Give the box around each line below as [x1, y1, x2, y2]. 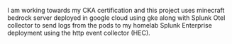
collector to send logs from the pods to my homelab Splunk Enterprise [7, 21, 213, 29]
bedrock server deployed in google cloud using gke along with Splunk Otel [7, 13, 226, 22]
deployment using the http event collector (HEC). [7, 28, 150, 37]
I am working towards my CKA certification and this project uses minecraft [7, 6, 225, 14]
